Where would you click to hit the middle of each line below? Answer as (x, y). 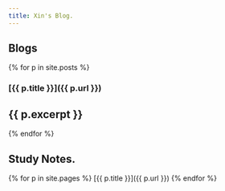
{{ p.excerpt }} (45, 114)
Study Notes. (42, 158)
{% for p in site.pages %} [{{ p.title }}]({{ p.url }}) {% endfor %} (112, 178)
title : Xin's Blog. (41, 16)
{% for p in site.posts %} (49, 67)
